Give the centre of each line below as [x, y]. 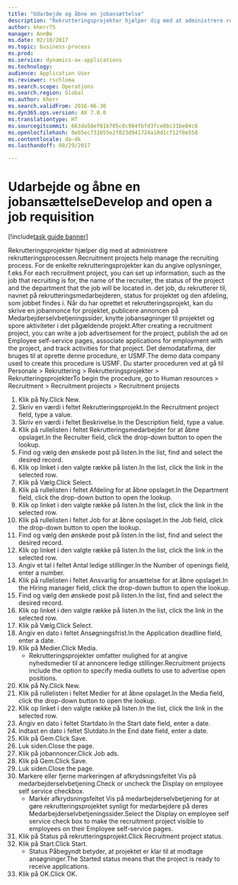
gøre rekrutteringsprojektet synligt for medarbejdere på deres [118, 806]
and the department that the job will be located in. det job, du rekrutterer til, [118, 288]
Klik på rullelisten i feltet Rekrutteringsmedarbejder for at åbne [109, 430]
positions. [43, 678]
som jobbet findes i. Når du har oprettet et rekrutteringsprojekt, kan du [111, 303]
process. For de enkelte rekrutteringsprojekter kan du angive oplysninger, [115, 266]
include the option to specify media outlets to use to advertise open [127, 671]
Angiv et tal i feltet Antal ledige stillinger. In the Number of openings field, [124, 565]
